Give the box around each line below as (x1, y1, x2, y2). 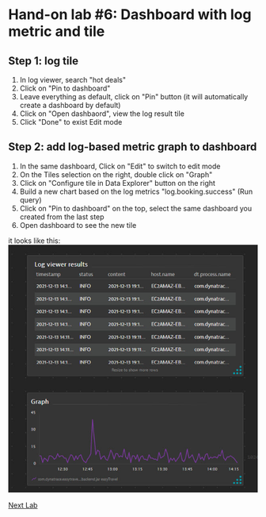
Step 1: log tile (8, 54, 79, 68)
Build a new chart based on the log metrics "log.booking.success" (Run (19, 187, 253, 196)
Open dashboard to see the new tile (19, 220, 137, 230)
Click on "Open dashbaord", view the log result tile (19, 109, 184, 118)
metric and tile (8, 22, 105, 41)
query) (19, 195, 42, 204)
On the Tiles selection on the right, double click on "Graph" (19, 169, 213, 179)
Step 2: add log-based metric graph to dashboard (8, 141, 257, 154)
